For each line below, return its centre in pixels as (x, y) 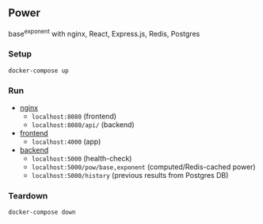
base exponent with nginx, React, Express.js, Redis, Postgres (104, 33)
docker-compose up (38, 71)
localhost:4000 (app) (66, 141)
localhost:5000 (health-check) (82, 159)
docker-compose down (42, 212)
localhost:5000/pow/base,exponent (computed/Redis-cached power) (143, 167)
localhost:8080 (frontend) (74, 116)
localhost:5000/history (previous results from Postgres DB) (130, 176)
